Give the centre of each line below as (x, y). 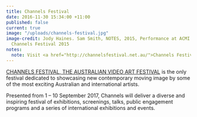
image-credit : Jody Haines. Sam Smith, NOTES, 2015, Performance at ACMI (98, 39)
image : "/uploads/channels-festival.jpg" (57, 33)
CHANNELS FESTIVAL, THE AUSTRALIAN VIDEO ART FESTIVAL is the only (96, 71)
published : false (27, 22)
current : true (23, 28)
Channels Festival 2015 (40, 44)
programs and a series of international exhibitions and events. (81, 108)
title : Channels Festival (38, 11)
